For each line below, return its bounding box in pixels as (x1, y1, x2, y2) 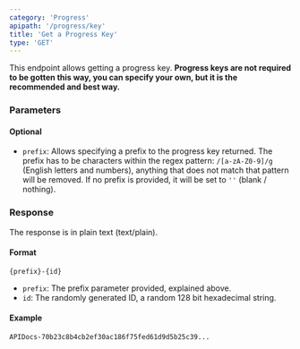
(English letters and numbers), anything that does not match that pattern (21, 165, 289, 175)
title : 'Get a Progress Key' (9, 30, 118, 38)
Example (9, 312, 43, 323)
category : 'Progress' (9, 13, 90, 22)
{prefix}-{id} (9, 267, 63, 276)
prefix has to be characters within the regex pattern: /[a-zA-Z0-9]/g (21, 156, 273, 166)
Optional (9, 126, 42, 137)
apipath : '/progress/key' (9, 21, 106, 30)
